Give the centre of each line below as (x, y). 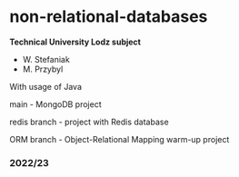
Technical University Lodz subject (75, 42)
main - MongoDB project (55, 104)
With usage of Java (46, 86)
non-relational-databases (109, 17)
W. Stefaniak (46, 59)
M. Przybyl (43, 69)
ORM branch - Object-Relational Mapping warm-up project (119, 139)
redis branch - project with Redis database (90, 122)
